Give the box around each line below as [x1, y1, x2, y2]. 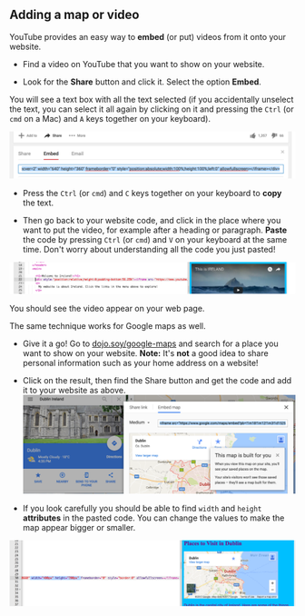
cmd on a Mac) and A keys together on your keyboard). [9, 113, 212, 124]
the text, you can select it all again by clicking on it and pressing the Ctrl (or [9, 104, 294, 114]
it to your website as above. [22, 385, 126, 396]
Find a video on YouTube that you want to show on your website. [22, 58, 265, 69]
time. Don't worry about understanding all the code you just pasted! [22, 244, 276, 255]
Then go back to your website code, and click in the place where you [22, 215, 281, 226]
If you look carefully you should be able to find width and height [22, 503, 262, 514]
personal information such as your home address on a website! [22, 358, 259, 369]
